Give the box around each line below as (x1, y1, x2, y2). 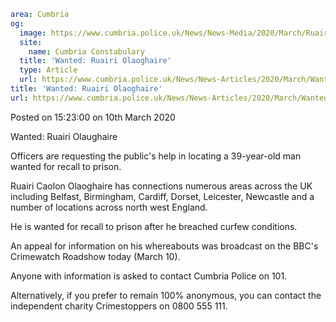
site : (19, 37, 43, 47)
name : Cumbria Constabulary (28, 46, 145, 57)
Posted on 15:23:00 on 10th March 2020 (10, 111, 176, 123)
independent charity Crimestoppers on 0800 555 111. (10, 300, 228, 312)
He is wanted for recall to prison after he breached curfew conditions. (10, 220, 298, 232)
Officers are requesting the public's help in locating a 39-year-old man (10, 150, 302, 162)
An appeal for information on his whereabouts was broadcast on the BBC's (10, 240, 319, 252)
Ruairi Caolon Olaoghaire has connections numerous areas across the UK (10, 180, 313, 192)
